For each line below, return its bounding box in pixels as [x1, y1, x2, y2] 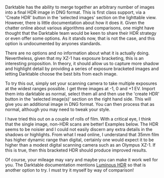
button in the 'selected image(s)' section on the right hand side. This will [5, 96, 151, 102]
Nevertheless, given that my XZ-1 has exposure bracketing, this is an [5, 55, 144, 61]
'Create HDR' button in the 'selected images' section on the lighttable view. [5, 15, 157, 20]
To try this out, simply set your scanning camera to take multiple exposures [5, 80, 157, 86]
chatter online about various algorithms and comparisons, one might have [5, 25, 155, 31]
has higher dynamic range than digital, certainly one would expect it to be [5, 137, 154, 143]
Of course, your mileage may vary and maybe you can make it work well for [5, 157, 158, 162]
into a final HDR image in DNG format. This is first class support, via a [5, 9, 146, 15]
